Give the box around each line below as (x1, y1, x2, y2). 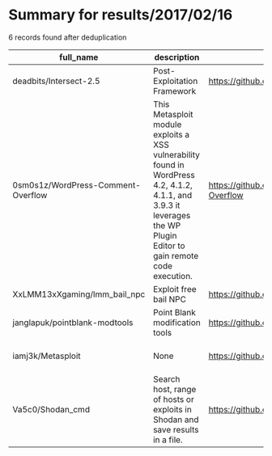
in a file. (152, 434, 184, 445)
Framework (152, 85, 197, 96)
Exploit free (152, 283, 197, 294)
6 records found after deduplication (8, 32, 127, 42)
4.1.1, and (152, 189, 193, 201)
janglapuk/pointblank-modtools (12, 317, 134, 328)
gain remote (152, 250, 199, 261)
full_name (59, 51, 99, 62)
